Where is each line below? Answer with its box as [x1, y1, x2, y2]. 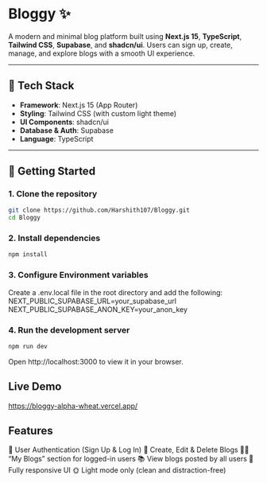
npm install [8, 251, 48, 259]
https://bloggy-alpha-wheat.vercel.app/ [8, 401, 138, 411]
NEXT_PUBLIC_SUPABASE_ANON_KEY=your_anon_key [8, 304, 188, 314]
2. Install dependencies [8, 232, 101, 243]
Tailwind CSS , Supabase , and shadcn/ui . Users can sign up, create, [8, 40, 233, 49]
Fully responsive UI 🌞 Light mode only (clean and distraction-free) [8, 465, 226, 475]
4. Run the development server [8, 324, 130, 335]
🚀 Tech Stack [8, 79, 75, 92]
